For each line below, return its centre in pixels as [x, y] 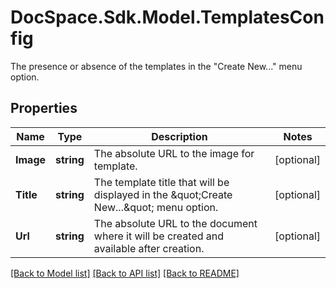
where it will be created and [159, 236]
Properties [44, 108]
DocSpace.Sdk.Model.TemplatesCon [167, 17]
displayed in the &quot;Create [163, 194]
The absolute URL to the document [175, 223]
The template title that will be [161, 182]
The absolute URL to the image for [174, 153]
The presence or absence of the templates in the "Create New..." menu [156, 66]
